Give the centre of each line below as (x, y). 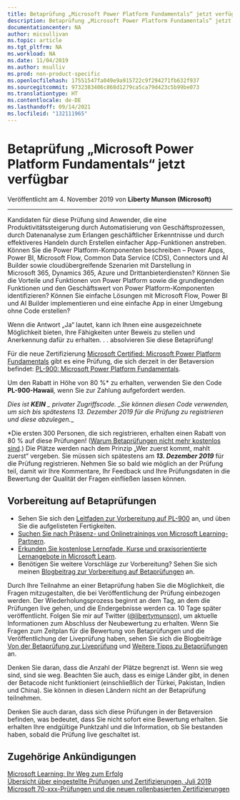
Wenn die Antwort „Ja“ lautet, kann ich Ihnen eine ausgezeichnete (105, 324)
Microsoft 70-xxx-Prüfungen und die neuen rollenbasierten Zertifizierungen (119, 789)
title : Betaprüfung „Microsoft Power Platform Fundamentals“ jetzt (110, 14)
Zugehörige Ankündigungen (72, 757)
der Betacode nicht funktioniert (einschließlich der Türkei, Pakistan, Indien (116, 682)
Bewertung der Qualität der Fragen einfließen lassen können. (97, 479)
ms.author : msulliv (36, 67)
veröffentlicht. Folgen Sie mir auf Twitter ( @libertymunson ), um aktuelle (112, 616)
